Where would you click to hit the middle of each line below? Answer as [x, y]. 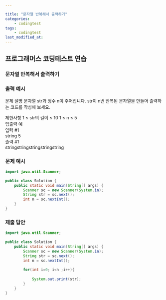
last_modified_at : [24, 37]
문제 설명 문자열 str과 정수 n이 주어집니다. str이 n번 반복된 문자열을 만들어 [77, 101]
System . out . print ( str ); [56, 279]
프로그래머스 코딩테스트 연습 [46, 59]
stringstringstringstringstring [35, 147]
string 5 [13, 136]
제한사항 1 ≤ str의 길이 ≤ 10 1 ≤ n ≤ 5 [41, 117]
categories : [17, 19]
